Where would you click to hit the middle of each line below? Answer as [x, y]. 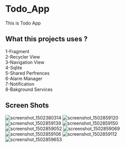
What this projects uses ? [46, 39]
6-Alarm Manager [24, 78]
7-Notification [20, 84]
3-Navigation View [25, 62]
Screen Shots [27, 105]
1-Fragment [17, 51]
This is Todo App [23, 23]
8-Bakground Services [29, 89]
